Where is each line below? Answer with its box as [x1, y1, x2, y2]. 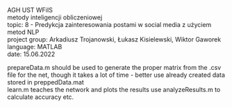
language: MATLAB [7, 43, 63, 51]
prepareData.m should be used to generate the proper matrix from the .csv [7, 64, 222, 71]
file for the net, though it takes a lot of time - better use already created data [7, 71, 226, 79]
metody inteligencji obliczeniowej [7, 13, 103, 21]
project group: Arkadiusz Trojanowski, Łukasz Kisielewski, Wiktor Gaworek [7, 35, 222, 44]
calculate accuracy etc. [7, 93, 74, 101]
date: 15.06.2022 [7, 50, 56, 58]
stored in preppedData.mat [7, 78, 85, 86]
